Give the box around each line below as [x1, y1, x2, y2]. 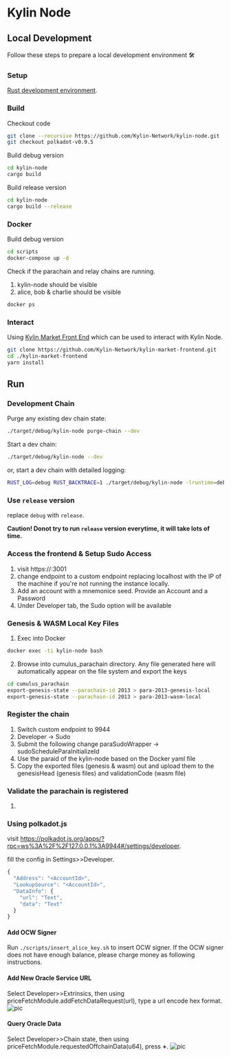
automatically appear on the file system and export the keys [16, 667, 187, 675]
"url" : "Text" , [19, 894, 63, 901]
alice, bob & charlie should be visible [16, 288, 122, 296]
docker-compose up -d [7, 255, 69, 262]
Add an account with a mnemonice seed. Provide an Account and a [16, 586, 208, 595]
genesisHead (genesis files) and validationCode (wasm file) [16, 769, 186, 777]
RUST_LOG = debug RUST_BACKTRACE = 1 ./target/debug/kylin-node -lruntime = [7, 480, 217, 487]
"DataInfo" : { [13, 888, 54, 895]
